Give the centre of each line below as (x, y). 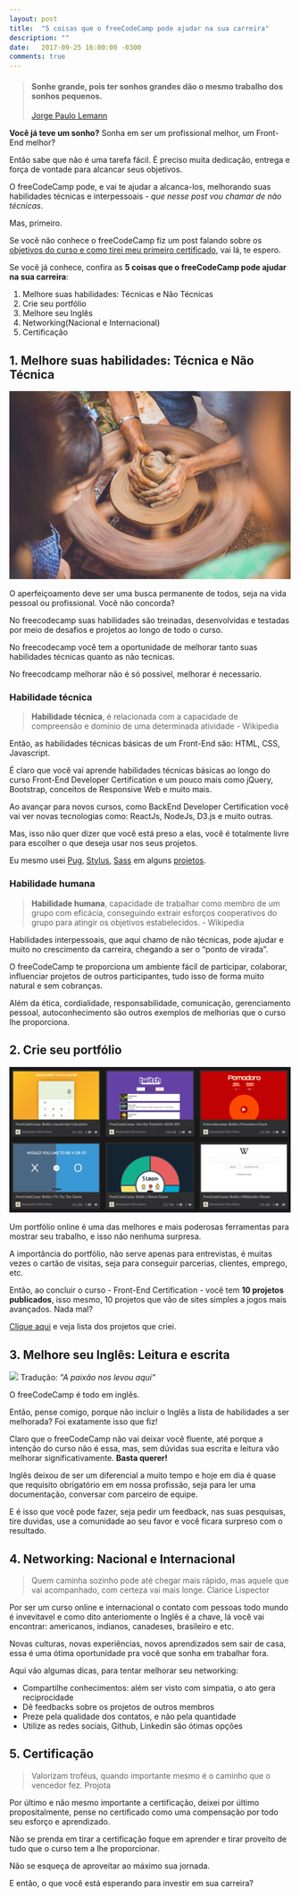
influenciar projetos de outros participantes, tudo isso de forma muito (137, 976)
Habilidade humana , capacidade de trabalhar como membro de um (155, 903)
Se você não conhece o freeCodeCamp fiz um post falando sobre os (136, 241)
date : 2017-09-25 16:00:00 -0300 (75, 47)
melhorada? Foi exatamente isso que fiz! (83, 1422)
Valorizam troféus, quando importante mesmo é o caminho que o (150, 1775)
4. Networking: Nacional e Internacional (122, 1559)
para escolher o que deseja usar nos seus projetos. (104, 843)
